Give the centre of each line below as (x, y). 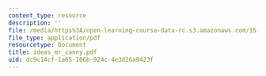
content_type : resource (47, 15)
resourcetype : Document (47, 45)
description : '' (35, 23)
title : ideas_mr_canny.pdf (53, 52)
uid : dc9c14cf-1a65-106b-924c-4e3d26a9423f (81, 60)
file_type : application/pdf (55, 38)
